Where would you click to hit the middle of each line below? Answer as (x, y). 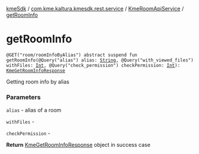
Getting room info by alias (38, 81)
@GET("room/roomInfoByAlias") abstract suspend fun (72, 55)
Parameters (23, 97)
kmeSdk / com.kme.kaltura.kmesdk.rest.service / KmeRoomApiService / (95, 9)
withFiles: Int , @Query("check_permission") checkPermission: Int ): (93, 65)
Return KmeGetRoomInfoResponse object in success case (78, 145)
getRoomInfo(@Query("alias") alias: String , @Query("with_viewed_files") (100, 60)
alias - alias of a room (34, 110)
